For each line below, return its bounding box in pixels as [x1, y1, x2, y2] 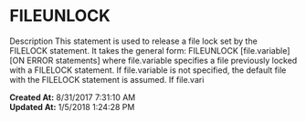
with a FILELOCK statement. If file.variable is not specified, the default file [9, 65, 287, 76]
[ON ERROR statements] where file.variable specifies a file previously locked [9, 55, 298, 66]
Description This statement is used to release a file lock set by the [9, 35, 258, 46]
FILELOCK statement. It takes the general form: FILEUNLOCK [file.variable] [9, 45, 290, 55]
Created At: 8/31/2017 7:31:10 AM [9, 92, 136, 103]
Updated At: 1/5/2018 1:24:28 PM [9, 101, 135, 112]
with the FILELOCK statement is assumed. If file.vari [9, 74, 205, 85]
